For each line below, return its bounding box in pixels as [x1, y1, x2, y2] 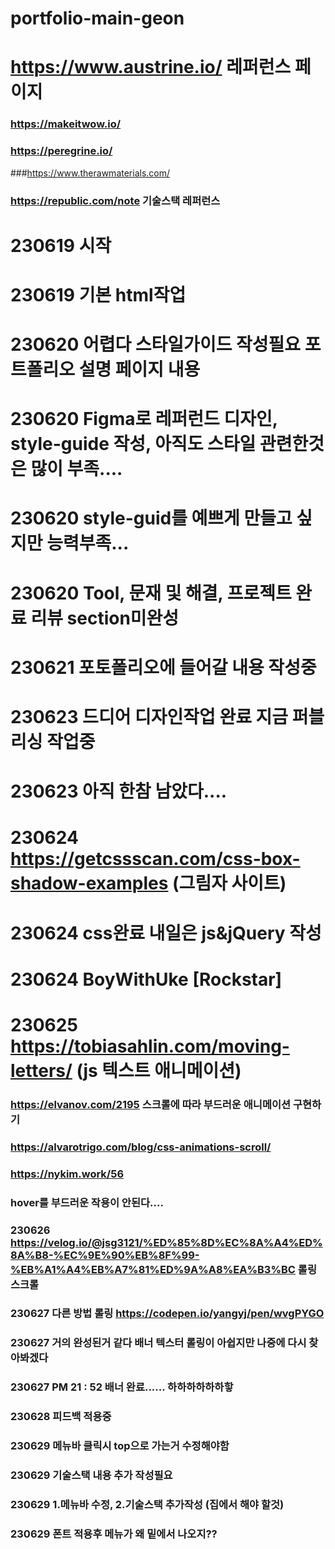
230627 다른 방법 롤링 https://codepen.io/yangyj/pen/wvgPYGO [10, 1307, 325, 1321]
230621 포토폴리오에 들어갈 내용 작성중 [10, 656, 317, 679]
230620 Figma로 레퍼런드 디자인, [10, 408, 278, 431]
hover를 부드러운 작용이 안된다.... [10, 1195, 164, 1209]
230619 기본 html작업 [10, 283, 187, 306]
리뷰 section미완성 [30, 607, 180, 629]
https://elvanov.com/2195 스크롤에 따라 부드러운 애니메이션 [10, 1097, 292, 1111]
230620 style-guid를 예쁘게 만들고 [10, 507, 293, 530]
